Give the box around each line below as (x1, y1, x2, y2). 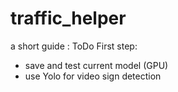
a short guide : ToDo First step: (10, 40, 138, 52)
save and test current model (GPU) (24, 59, 169, 71)
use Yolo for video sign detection (24, 70, 162, 82)
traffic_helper (10, 7, 127, 30)
